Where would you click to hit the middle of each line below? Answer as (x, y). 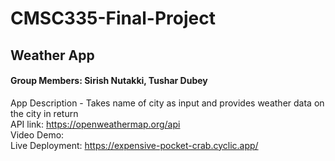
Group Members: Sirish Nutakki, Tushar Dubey (109, 81)
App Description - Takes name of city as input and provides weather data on (167, 103)
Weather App (52, 55)
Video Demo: (37, 134)
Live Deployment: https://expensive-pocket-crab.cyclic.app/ (134, 145)
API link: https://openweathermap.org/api (95, 124)
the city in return (44, 113)
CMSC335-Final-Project (113, 18)
